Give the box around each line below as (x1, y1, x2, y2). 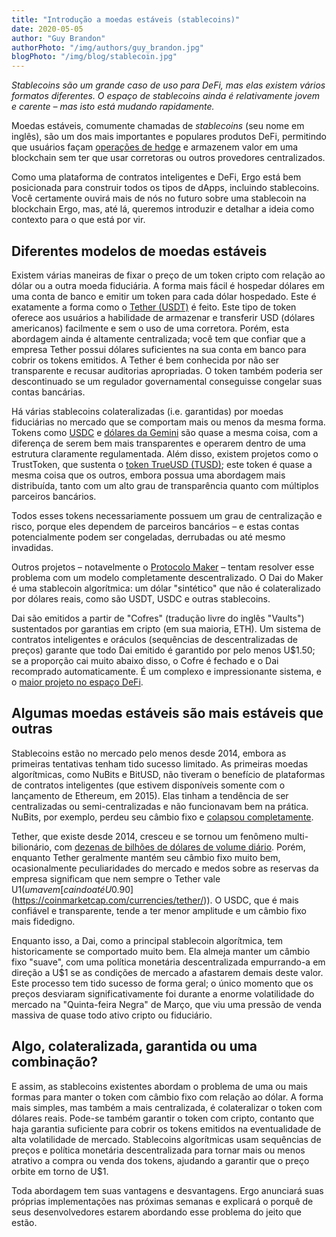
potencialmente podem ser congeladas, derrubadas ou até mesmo (11, 531, 286, 543)
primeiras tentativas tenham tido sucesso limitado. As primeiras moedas (11, 757, 309, 770)
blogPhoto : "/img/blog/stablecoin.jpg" (11, 52, 178, 62)
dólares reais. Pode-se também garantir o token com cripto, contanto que (11, 1112, 315, 1124)
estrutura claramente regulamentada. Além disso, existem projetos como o (11, 447, 319, 460)
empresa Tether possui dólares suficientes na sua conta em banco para (11, 343, 307, 355)
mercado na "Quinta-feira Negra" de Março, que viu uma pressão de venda (11, 998, 323, 1010)
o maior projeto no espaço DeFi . (11, 676, 144, 688)
